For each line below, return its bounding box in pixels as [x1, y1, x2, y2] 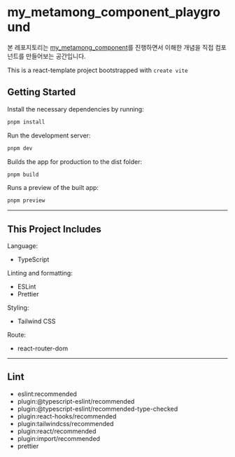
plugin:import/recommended [17, 434, 100, 442]
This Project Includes [7, 223, 101, 235]
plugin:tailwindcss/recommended [17, 419, 114, 428]
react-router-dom [17, 344, 69, 353]
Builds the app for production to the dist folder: [7, 157, 143, 165]
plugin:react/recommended [17, 427, 97, 435]
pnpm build [7, 171, 39, 178]
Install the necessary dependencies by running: [7, 104, 145, 113]
